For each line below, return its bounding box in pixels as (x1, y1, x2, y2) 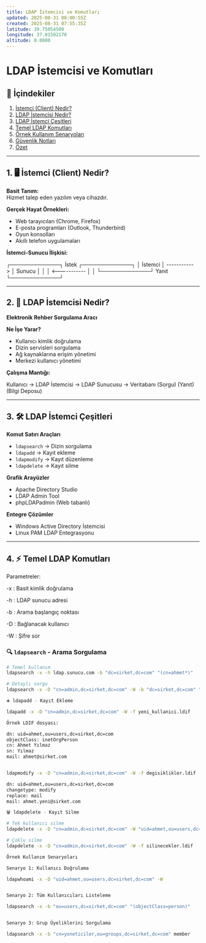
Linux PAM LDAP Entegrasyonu (15, 529, 94, 536)
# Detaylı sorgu (6, 681, 48, 687)
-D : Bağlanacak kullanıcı (6, 620, 69, 628)
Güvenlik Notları (15, 137, 56, 144)
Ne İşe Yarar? (6, 326, 41, 333)
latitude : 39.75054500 (6, 26, 64, 32)
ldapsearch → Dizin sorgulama (15, 443, 92, 450)
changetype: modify (6, 787, 56, 793)
